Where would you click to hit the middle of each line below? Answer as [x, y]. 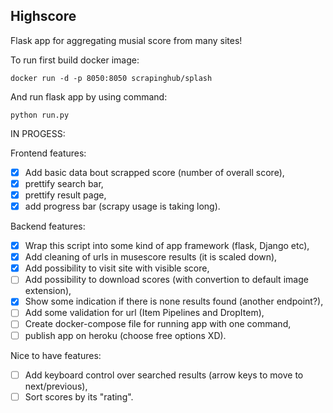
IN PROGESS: [38, 133]
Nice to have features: [56, 355]
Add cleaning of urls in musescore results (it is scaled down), [151, 257]
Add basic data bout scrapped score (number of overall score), [154, 172]
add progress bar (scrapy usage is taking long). [122, 206]
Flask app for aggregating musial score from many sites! [126, 40]
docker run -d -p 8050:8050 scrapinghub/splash [111, 78]
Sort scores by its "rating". [79, 396]
